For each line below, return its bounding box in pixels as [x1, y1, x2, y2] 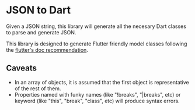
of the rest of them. [14, 85, 61, 92]
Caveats [6, 63, 37, 73]
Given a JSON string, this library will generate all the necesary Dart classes [6, 23, 187, 30]
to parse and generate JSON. [6, 29, 76, 36]
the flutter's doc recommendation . [6, 46, 89, 53]
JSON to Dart [6, 3, 71, 17]
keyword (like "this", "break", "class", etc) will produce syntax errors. [14, 97, 180, 104]
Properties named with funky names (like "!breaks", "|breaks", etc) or [14, 91, 181, 98]
